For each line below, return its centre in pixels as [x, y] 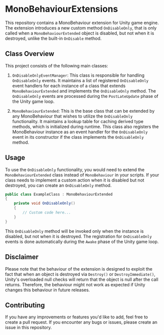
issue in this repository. [29, 328]
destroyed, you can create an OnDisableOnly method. [58, 185]
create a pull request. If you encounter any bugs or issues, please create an [81, 322]
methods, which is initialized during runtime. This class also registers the [85, 126]
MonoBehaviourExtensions [62, 9]
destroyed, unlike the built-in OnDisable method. [53, 38]
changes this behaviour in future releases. [47, 290]
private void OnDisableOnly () [45, 203]
